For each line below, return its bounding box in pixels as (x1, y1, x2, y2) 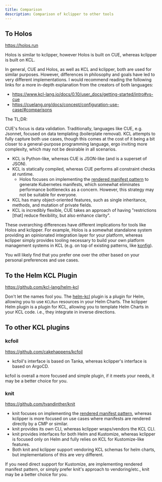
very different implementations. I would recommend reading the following (5, 77, 152, 83)
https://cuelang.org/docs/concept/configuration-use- (12, 102, 119, 107)
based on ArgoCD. (12, 363, 49, 369)
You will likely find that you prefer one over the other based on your (5, 252, 140, 258)
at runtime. (12, 171, 34, 177)
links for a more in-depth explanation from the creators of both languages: (5, 82, 154, 88)
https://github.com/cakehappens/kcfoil (5, 348, 83, 355)
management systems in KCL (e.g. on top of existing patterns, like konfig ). (5, 242, 153, 248)
